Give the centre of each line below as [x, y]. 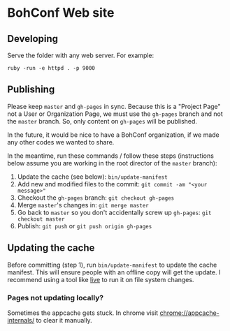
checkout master [41, 219]
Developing [33, 39]
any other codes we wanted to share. [61, 142]
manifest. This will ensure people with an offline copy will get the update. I [114, 272]
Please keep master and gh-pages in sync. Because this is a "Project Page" [114, 106]
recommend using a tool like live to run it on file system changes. [101, 279]
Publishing [31, 90]
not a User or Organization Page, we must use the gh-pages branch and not [115, 114]
